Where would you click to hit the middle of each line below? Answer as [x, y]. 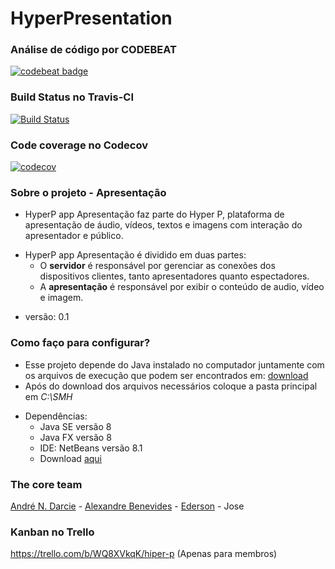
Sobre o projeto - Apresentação [88, 192]
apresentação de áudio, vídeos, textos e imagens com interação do [163, 225]
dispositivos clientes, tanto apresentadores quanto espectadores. [174, 276]
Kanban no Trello [52, 532]
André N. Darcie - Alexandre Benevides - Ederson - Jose [127, 506]
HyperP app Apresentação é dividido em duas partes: [135, 255]
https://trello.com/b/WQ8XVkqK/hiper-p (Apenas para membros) [144, 554]
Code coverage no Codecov [79, 145]
